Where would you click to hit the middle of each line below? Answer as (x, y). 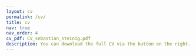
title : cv (18, 22)
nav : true (18, 28)
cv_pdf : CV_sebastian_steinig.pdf (49, 38)
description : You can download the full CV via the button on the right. (99, 44)
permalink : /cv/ (26, 17)
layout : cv (19, 11)
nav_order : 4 (22, 33)
